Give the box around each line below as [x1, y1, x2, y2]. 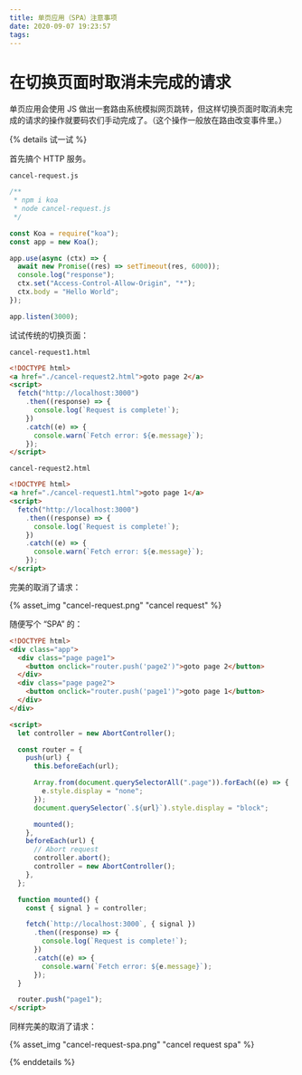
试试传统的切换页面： [9, 330, 89, 341]
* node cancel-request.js [13, 205, 111, 214]
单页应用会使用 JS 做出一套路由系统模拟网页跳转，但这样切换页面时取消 [9, 103, 278, 114]
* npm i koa [13, 196, 59, 205]
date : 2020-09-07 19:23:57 [9, 22, 111, 31]
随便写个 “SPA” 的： [9, 618, 83, 629]
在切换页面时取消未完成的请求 [9, 72, 232, 92]
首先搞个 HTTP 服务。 [9, 153, 91, 164]
